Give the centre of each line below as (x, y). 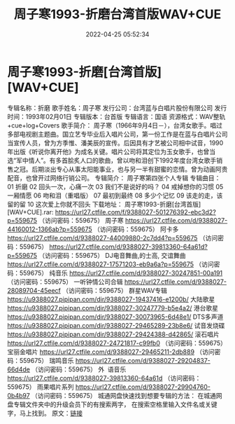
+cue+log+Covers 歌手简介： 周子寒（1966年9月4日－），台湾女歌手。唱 (112, 125)
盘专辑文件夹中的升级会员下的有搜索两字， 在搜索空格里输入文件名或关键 (112, 404)
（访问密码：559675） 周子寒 (81, 220)
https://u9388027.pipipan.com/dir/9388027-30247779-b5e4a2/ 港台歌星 (113, 308)
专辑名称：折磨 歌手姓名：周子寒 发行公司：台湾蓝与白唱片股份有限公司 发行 (117, 108)
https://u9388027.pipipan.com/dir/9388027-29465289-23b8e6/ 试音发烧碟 (116, 325)
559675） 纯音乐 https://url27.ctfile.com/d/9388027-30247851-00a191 (121, 273)
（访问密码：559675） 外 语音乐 (79, 369)
